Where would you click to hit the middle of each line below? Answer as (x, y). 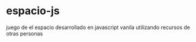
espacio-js (33, 11)
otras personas (25, 33)
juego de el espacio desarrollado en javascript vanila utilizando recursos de (98, 27)
